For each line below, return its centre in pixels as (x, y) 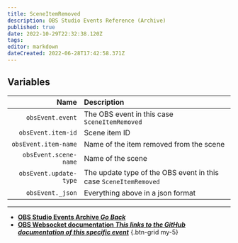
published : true (31, 27)
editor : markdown (33, 47)
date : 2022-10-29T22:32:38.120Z (55, 34)
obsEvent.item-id (48, 132)
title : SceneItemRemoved (44, 14)
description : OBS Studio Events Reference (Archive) (87, 21)
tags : (15, 40)
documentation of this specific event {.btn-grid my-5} (98, 232)
